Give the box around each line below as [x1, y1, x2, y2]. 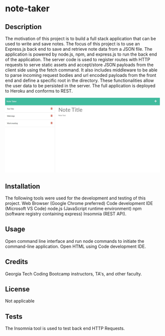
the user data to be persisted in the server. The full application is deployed [5, 83, 156, 89]
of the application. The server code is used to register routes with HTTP [5, 57, 151, 62]
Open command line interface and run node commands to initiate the [5, 238, 144, 244]
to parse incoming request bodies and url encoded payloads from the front [5, 72, 157, 78]
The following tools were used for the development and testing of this [5, 195, 146, 201]
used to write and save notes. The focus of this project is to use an [5, 41, 140, 47]
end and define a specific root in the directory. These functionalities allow [5, 77, 154, 83]
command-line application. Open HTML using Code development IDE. [5, 243, 146, 249]
